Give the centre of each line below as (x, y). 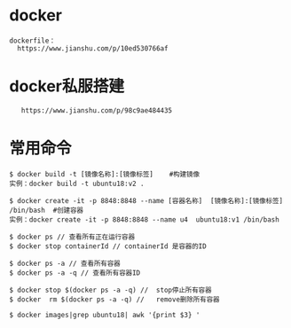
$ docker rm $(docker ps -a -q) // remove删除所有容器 (114, 299)
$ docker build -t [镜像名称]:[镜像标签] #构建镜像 (105, 174)
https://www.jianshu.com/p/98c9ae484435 (97, 110)
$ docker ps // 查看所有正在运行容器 (72, 237)
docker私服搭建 (67, 86)
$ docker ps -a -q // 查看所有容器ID (75, 273)
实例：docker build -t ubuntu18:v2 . (77, 184)
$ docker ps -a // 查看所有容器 (65, 263)
